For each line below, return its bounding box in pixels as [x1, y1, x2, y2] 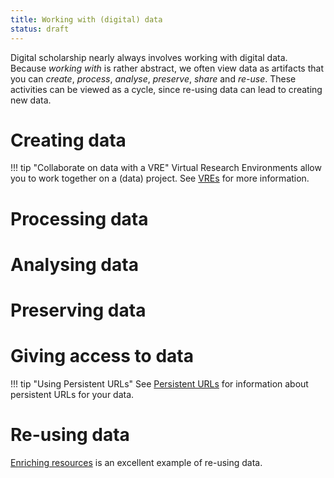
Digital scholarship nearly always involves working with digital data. [10, 51, 288, 63]
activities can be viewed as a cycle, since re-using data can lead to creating [10, 83, 323, 95]
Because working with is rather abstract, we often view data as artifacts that [10, 62, 324, 74]
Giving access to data [10, 345, 194, 368]
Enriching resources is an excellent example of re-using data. [10, 456, 263, 468]
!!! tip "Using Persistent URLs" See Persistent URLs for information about [10, 377, 309, 390]
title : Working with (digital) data [10, 14, 163, 25]
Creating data [10, 129, 127, 151]
